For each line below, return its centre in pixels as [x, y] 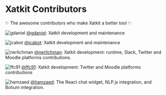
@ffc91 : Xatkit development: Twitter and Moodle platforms [81, 67]
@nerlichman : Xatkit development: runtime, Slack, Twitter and [98, 52]
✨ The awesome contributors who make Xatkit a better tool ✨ [68, 23]
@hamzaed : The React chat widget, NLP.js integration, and [91, 82]
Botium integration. [25, 87]
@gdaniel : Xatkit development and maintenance [76, 33]
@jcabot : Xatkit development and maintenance [72, 42]
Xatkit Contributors [46, 9]
